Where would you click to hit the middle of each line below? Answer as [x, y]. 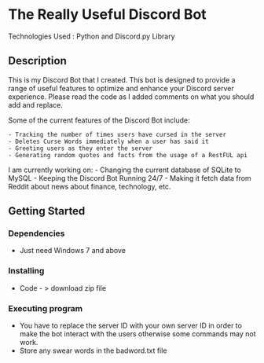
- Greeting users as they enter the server [81, 148]
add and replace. [35, 104]
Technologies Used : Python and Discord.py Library [92, 36]
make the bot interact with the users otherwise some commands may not [137, 334]
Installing [26, 271]
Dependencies [37, 233]
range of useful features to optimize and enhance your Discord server [121, 88]
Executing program [46, 308]
